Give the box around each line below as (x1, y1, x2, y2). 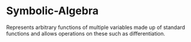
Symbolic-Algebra (6, 4, 99, 18)
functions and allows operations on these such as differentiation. (6, 30, 165, 37)
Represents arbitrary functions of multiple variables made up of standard (6, 24, 186, 31)
